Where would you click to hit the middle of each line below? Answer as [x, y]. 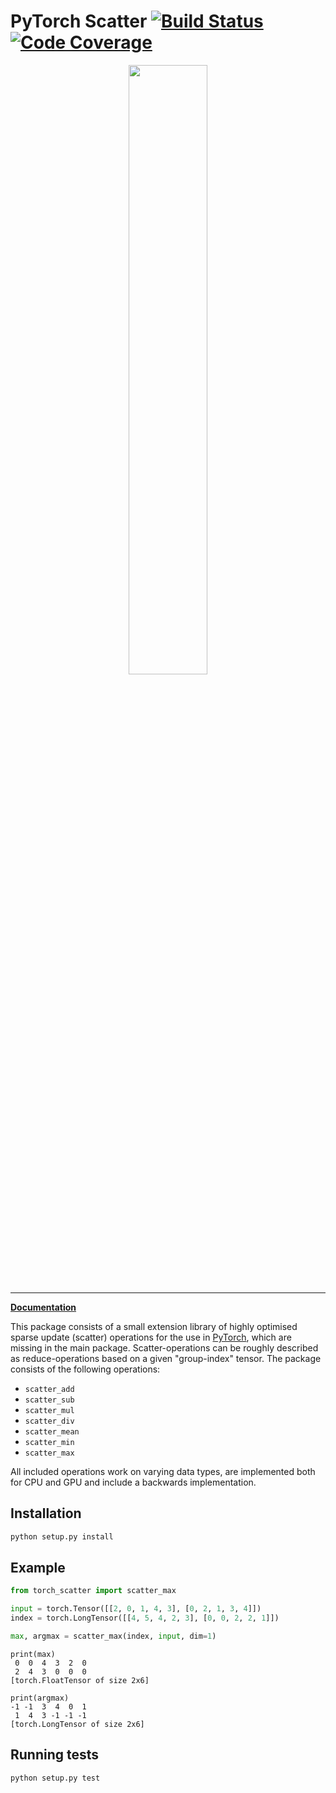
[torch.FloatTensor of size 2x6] [80, 1680]
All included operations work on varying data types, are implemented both [163, 1471]
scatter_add [49, 1389]
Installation [46, 1513]
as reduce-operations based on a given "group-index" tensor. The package [166, 1358]
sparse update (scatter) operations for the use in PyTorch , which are [151, 1337]
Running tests [55, 1755]
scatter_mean [52, 1431]
